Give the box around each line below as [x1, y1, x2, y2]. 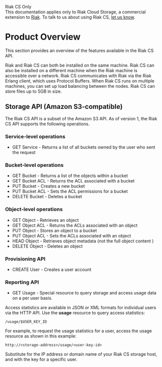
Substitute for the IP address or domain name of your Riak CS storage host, [5, 351, 158, 357]
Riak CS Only [5, 4, 32, 9]
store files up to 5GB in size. [5, 88, 62, 94]
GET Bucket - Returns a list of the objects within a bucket [12, 173, 128, 179]
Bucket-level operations [5, 161, 64, 168]
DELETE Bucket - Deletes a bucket [12, 194, 82, 200]
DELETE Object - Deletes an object [12, 243, 83, 249]
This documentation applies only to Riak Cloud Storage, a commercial [5, 9, 146, 15]
